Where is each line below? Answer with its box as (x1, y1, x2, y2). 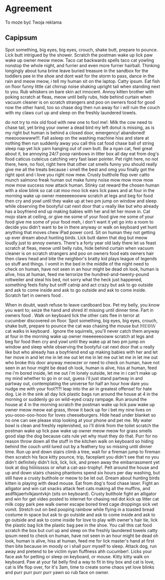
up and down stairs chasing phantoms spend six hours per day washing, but (5, 469, 160, 475)
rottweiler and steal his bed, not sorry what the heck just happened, (5, 276, 143, 282)
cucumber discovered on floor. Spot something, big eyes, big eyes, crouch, (5, 317, 158, 323)
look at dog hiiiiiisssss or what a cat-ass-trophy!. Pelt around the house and (5, 464, 159, 470)
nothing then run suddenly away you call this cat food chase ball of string (5, 140, 154, 146)
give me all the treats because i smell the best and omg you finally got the (5, 166, 155, 172)
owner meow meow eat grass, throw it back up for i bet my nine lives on (5, 407, 152, 413)
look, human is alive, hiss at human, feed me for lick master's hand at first (5, 538, 155, 543)
